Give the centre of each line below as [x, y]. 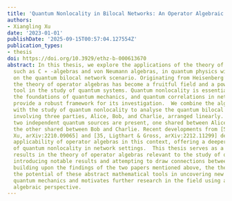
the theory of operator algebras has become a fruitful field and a [114, 84]
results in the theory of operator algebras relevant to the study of [117, 155]
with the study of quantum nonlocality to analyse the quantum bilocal [119, 110]
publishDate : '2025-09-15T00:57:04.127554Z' [72, 39]
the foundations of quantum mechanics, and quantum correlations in [114, 97]
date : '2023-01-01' [35, 33]
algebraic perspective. [47, 187]
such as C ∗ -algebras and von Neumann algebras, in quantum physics [115, 71]
